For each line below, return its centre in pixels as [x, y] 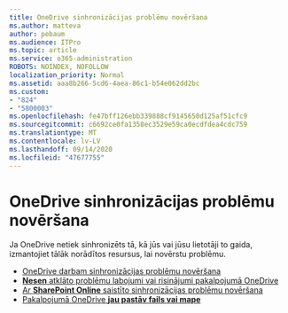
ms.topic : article [43, 51]
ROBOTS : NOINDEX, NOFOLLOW [59, 67]
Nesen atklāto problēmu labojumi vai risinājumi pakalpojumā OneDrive [150, 281]
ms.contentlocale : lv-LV [55, 141]
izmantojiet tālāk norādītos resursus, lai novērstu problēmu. [117, 254]
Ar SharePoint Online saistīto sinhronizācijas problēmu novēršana [142, 290]
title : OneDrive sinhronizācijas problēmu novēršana [109, 17]
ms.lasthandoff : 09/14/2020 [61, 149]
